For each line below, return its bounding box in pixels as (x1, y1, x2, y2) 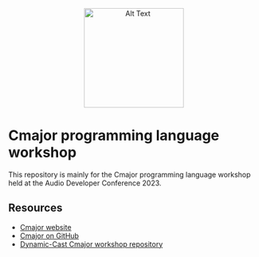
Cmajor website (19, 222, 72, 232)
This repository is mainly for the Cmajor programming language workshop (8, 169, 251, 179)
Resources (8, 201, 63, 215)
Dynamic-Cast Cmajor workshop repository (19, 239, 163, 249)
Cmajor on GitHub (19, 231, 80, 240)
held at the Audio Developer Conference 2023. (8, 178, 162, 188)
